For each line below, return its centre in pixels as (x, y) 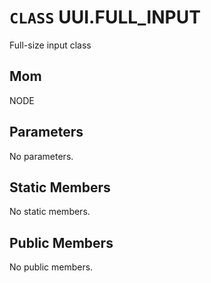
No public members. (51, 267)
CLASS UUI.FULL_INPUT (105, 17)
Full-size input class (50, 45)
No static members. (50, 212)
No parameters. (41, 156)
